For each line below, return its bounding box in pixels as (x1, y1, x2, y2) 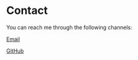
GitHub (6, 47, 24, 55)
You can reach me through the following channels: (6, 24, 133, 31)
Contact (6, 4, 48, 18)
